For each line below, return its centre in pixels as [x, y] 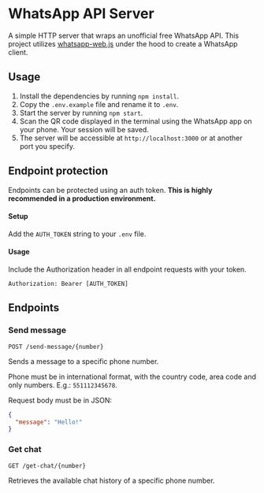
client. [18, 52]
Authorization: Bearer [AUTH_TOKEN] [68, 284]
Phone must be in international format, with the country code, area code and [132, 376]
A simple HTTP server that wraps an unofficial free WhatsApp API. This [124, 35]
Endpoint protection [58, 171]
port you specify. [47, 146]
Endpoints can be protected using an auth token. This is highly [110, 190]
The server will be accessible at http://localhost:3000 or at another [131, 138]
